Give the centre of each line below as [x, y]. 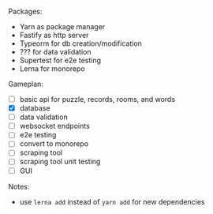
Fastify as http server [54, 35]
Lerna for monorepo [52, 69]
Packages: [25, 11]
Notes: [19, 186]
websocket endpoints [55, 126]
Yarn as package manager [62, 26]
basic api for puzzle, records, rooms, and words [97, 99]
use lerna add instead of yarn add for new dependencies [112, 201]
